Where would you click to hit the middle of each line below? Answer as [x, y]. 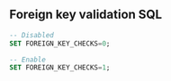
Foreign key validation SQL [86, 15]
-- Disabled [31, 35]
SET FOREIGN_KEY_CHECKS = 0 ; [60, 44]
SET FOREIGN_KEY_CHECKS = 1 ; [60, 68]
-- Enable [28, 60]
